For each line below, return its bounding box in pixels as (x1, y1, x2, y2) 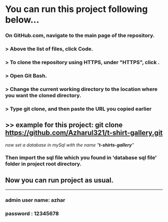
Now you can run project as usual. (5, 176, 114, 184)
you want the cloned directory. (5, 91, 81, 98)
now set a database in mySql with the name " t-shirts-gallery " (5, 141, 134, 148)
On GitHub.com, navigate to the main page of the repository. (5, 32, 155, 39)
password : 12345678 (5, 210, 59, 217)
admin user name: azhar (5, 196, 65, 203)
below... (5, 14, 39, 25)
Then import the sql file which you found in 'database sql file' (5, 154, 157, 161)
